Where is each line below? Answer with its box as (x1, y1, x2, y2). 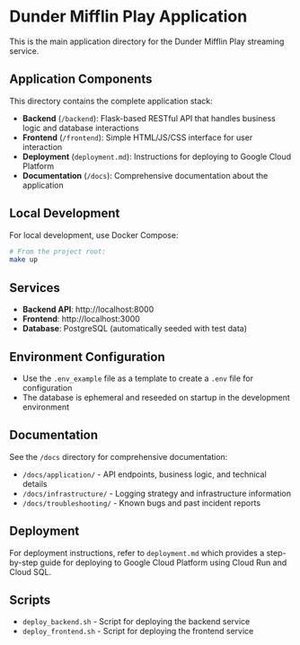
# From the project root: (9, 247, 106, 256)
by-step (9, 557, 39, 568)
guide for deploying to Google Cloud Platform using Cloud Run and (40, 557, 287, 568)
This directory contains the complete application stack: (9, 95, 213, 106)
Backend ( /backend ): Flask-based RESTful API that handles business (22, 112, 276, 123)
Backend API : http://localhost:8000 (22, 304, 154, 315)
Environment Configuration (9, 349, 165, 365)
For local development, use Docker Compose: (9, 229, 179, 240)
